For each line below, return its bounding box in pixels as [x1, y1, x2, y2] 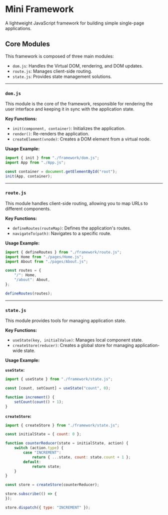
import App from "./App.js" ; [5, 160, 66, 165]
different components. [5, 205, 51, 211]
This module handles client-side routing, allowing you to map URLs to [5, 200, 148, 206]
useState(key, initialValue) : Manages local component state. [12, 337, 143, 343]
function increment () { [5, 394, 55, 399]
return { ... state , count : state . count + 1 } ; [31, 454, 131, 459]
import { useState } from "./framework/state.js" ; [5, 376, 113, 382]
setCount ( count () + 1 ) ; [14, 399, 64, 404]
